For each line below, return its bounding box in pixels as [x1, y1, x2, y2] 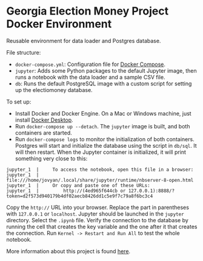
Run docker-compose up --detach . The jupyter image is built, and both [15, 122, 190, 130]
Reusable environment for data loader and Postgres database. [6, 37, 161, 44]
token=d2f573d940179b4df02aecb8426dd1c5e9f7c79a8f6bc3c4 [6, 193, 153, 199]
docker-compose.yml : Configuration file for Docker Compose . [15, 61, 165, 68]
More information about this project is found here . [6, 247, 131, 255]
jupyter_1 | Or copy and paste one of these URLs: [6, 182, 150, 188]
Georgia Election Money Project [6, 4, 168, 18]
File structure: [6, 48, 41, 56]
